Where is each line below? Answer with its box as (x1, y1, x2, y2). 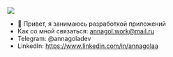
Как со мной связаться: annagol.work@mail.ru (17, 27, 155, 35)
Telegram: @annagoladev (17, 35, 91, 42)
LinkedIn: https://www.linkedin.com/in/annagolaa (17, 42, 158, 50)
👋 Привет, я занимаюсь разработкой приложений (17, 19, 166, 28)
